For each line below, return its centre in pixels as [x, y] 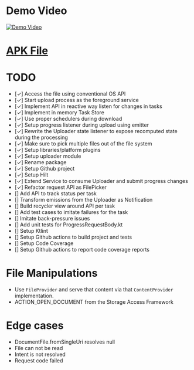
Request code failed [39, 360]
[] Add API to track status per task [55, 194]
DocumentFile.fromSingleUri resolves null [65, 342]
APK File [27, 51]
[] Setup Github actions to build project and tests [73, 237]
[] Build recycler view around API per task [65, 206]
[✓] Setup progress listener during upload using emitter [82, 125]
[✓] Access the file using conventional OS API [70, 94]
